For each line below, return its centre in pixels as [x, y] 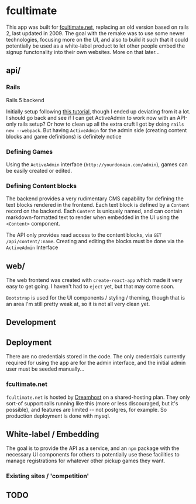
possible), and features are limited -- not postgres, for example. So [87, 409]
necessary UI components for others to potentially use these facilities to [93, 455]
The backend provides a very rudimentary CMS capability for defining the [95, 199]
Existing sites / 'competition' [48, 476]
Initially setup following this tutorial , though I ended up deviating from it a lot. [98, 111]
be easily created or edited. [39, 170]
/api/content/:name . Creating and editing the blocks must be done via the [95, 241]
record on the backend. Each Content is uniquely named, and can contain [94, 211]
